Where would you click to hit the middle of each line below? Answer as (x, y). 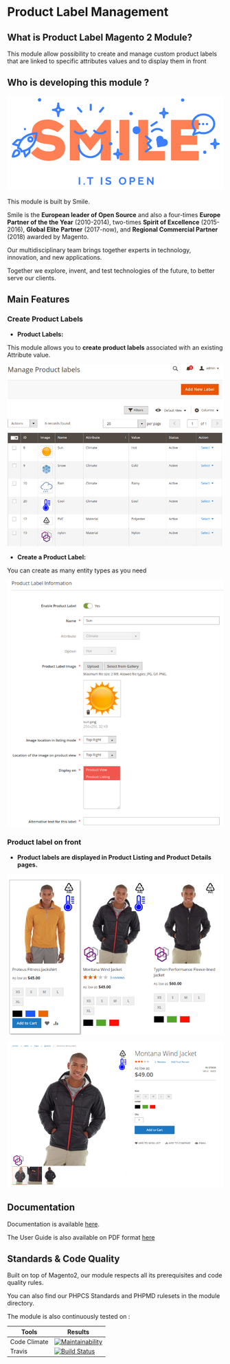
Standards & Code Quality (64, 1259)
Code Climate (29, 1342)
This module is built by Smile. (49, 202)
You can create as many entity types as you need (77, 570)
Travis (19, 1352)
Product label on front (44, 842)
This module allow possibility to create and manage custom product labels (112, 54)
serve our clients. (32, 278)
